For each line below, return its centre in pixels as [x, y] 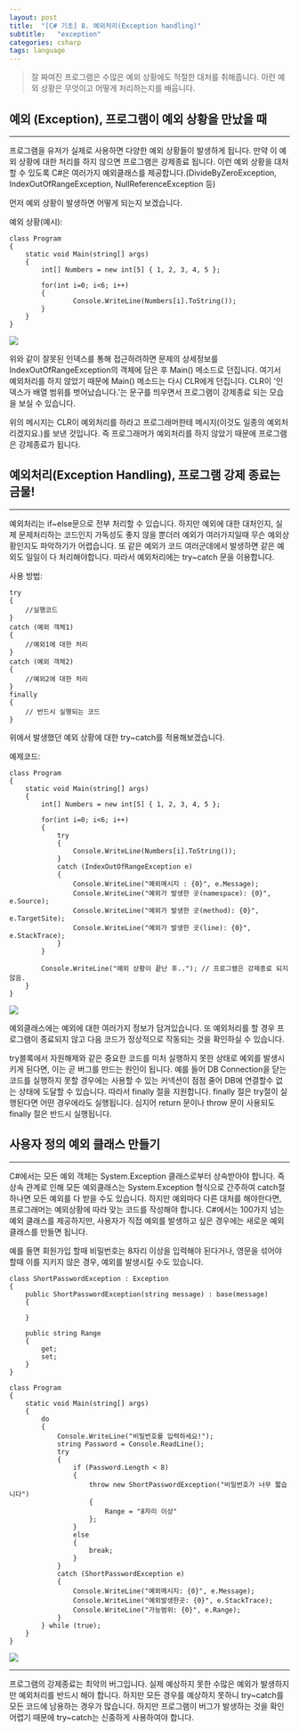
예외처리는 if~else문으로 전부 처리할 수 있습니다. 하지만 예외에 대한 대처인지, [141, 523]
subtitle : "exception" [55, 34]
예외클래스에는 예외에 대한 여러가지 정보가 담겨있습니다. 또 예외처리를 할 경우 [142, 1028]
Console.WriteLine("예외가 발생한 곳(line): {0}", [162, 927]
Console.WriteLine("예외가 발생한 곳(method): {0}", [166, 910]
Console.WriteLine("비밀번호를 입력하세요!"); [135, 1436]
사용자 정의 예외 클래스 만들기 [85, 1144]
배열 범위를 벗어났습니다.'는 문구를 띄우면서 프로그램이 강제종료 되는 [150, 392]
